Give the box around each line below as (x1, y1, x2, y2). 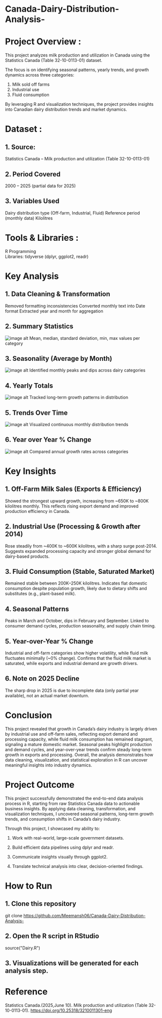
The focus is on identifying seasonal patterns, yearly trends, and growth (5, 67, 149, 73)
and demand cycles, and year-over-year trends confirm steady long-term (5, 746, 152, 752)
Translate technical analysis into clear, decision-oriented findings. (12, 863, 144, 869)
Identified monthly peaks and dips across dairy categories (29, 367, 146, 373)
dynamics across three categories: (5, 72, 74, 78)
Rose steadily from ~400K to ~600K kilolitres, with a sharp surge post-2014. (5, 543, 158, 549)
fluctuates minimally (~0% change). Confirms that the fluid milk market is (5, 655, 151, 661)
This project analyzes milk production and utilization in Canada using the (5, 52, 150, 58)
